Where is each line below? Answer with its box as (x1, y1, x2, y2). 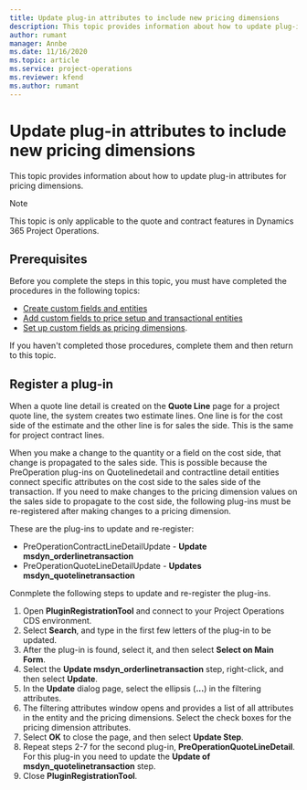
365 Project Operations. (9, 225, 100, 236)
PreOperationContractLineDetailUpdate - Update (22, 541, 207, 553)
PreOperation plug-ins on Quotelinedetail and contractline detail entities (9, 467, 280, 478)
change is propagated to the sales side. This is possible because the (9, 458, 268, 469)
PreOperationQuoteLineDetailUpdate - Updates (22, 561, 202, 572)
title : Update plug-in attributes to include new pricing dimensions (9, 13, 281, 23)
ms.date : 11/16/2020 (9, 47, 89, 57)
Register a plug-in (9, 376, 114, 392)
